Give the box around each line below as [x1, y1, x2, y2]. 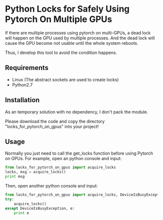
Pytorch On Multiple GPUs [5, 14, 113, 25]
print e [14, 210, 29, 215]
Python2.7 [12, 82, 33, 88]
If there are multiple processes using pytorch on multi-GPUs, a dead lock [5, 30, 151, 36]
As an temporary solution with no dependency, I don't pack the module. [5, 109, 148, 115]
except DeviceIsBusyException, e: [5, 206, 75, 211]
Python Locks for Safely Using [5, 3, 130, 15]
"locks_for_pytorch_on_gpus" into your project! [5, 123, 99, 129]
